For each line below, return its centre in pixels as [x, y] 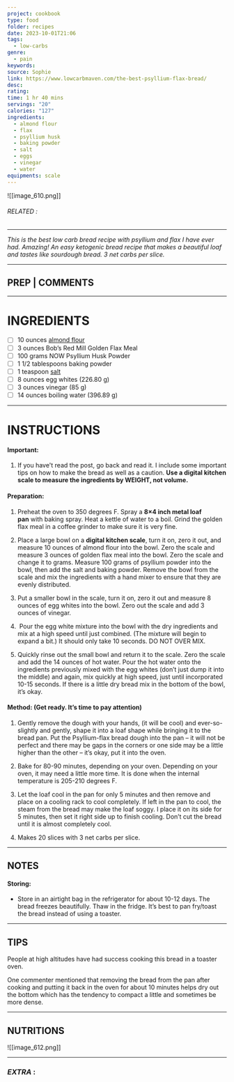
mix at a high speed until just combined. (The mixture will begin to [112, 633]
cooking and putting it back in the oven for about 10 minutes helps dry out [113, 987]
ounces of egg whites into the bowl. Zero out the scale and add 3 [111, 605]
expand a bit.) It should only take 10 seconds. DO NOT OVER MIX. [111, 641]
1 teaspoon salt [39, 371]
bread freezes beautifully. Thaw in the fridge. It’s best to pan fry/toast [117, 906]
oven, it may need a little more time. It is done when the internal [108, 773]
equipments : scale [34, 176]
